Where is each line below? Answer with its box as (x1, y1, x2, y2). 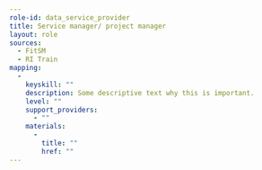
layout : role (9, 30, 58, 39)
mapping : (9, 64, 42, 73)
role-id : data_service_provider (9, 13, 130, 22)
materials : (25, 122, 66, 131)
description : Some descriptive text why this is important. (25, 88, 255, 97)
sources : (9, 38, 42, 48)
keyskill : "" (25, 80, 74, 89)
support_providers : (25, 105, 99, 114)
